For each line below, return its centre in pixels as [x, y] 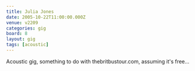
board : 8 [17, 34]
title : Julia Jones [30, 12]
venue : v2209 [22, 22]
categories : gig [26, 28]
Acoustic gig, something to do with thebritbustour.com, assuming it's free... [98, 61]
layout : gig [21, 39]
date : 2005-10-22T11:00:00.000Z [46, 17]
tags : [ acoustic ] [27, 45]
